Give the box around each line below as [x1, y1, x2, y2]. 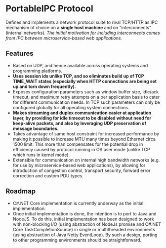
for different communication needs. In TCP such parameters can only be [12, 99, 160, 105]
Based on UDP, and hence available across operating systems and [12, 62, 148, 68]
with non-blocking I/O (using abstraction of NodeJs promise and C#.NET [12, 221, 161, 227]
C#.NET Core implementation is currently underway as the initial [12, 200, 144, 206]
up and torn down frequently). [12, 83, 76, 89]
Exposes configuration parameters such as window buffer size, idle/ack [12, 88, 159, 94]
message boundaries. [12, 125, 59, 131]
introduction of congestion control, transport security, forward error [12, 167, 151, 173]
